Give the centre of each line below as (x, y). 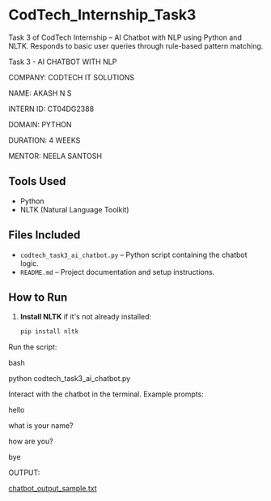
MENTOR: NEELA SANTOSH (55, 156)
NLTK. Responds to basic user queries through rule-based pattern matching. (136, 45)
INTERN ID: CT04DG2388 (51, 109)
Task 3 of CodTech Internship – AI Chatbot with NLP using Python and (125, 37)
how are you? (31, 441)
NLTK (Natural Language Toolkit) (74, 209)
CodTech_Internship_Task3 (102, 15)
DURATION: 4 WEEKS (44, 140)
